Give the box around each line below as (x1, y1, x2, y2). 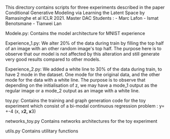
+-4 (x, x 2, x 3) (5, 109, 36, 114)
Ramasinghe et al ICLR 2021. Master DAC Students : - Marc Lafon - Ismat (5, 15, 159, 21)
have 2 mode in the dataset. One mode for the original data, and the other (5, 72, 160, 78)
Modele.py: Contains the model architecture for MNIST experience (5, 30, 145, 36)
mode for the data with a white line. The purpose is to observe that (5, 77, 145, 83)
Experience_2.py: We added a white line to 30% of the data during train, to (5, 66, 162, 72)
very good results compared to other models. (5, 56, 101, 62)
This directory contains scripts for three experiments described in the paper (5, 5, 165, 10)
